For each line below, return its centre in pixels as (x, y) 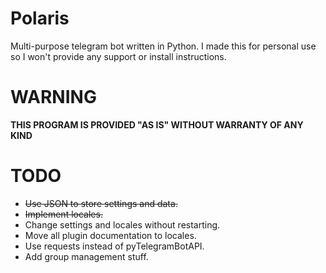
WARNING (53, 97)
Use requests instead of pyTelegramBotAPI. (114, 246)
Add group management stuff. (86, 256)
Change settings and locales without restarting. (122, 224)
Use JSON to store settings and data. (101, 203)
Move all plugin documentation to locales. (110, 235)
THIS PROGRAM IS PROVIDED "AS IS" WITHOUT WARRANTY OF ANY (157, 124)
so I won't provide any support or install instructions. (118, 56)
